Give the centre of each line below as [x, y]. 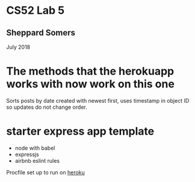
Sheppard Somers [41, 33]
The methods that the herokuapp [90, 71]
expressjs [27, 154]
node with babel [35, 148]
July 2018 [18, 47]
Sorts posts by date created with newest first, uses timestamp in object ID [98, 100]
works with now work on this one [90, 84]
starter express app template [80, 131]
